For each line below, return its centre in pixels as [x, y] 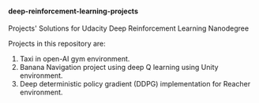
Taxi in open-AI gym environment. [75, 59]
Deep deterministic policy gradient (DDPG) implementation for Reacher [135, 84]
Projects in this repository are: [57, 44]
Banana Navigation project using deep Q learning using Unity [119, 68]
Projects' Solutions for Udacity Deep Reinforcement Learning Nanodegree [129, 28]
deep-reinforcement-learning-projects [73, 11]
